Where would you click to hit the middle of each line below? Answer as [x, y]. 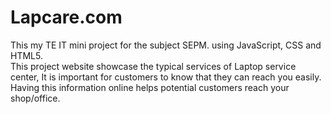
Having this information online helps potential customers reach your [150, 87]
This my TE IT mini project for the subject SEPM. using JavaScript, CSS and [166, 45]
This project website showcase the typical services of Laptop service [153, 66]
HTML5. [26, 55]
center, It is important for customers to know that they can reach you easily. [166, 77]
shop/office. [35, 98]
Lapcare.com [66, 17]
